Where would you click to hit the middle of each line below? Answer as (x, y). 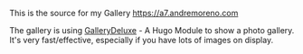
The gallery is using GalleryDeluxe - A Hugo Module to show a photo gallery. (152, 30)
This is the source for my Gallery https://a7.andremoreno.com (124, 13)
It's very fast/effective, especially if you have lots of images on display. (142, 40)
